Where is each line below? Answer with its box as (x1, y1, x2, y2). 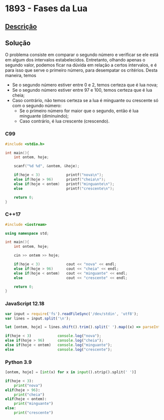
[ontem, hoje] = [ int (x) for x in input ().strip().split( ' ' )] (5, 370, 137, 375)
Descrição (5, 22, 37, 31)
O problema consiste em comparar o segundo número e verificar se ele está (5, 52, 159, 58)
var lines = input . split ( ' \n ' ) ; (5, 316, 71, 321)
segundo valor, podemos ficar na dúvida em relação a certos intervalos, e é (5, 62, 157, 68)
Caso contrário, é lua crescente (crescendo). (19, 118, 110, 124)
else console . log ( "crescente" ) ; (5, 347, 112, 352)
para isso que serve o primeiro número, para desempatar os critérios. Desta (5, 67, 158, 73)
